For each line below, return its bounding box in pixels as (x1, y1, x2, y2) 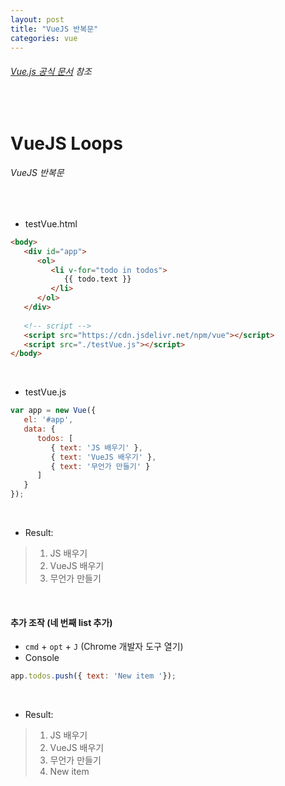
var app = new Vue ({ (10, 406, 97, 416)
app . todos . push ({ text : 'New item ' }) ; (10, 671, 177, 681)
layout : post (10, 14, 65, 25)
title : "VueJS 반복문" (10, 24, 99, 34)
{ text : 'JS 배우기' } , (50, 442, 143, 453)
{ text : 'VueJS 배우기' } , (50, 452, 157, 462)
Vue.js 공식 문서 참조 (10, 65, 92, 77)
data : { (23, 424, 56, 435)
